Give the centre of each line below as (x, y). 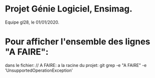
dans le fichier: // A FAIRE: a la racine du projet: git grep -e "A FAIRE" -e (76, 65)
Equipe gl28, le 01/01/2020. (32, 22)
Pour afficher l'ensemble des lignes (78, 42)
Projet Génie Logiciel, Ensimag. (69, 9)
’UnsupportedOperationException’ (39, 70)
